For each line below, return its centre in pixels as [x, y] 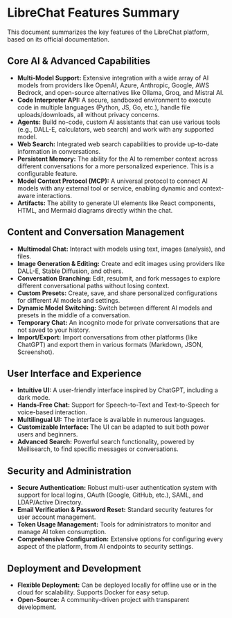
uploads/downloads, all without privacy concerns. [88, 114]
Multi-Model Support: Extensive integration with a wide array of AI [113, 78]
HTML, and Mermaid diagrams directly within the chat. [95, 210]
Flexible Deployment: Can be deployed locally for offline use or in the [117, 585]
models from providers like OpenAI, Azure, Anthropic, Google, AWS [113, 85]
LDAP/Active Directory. [50, 502]
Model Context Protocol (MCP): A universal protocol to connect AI [112, 181]
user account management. [56, 517]
